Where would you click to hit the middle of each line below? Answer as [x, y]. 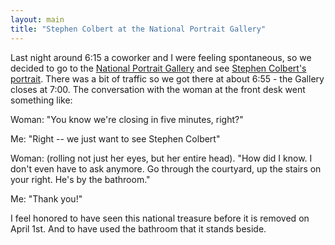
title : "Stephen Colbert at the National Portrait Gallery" [138, 29]
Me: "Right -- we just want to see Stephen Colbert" [115, 138]
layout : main [37, 19]
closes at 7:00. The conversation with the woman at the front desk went [158, 89]
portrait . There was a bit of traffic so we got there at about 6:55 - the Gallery [167, 78]
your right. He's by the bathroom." [80, 179]
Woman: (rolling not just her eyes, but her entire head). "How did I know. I [161, 158]
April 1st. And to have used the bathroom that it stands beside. [138, 228]
